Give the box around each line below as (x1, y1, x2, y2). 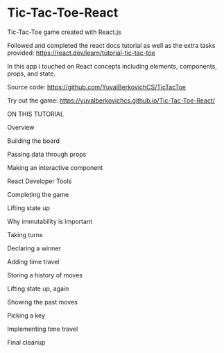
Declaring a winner (7, 244, 61, 252)
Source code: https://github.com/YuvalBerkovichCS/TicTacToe (7, 83, 186, 91)
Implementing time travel (7, 325, 78, 333)
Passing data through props (7, 150, 87, 158)
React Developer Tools (7, 177, 72, 185)
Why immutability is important (7, 217, 92, 225)
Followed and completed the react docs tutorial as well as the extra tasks (7, 41, 216, 49)
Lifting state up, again (7, 284, 69, 293)
